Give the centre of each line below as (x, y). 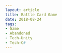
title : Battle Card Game (31, 15)
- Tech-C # (16, 43)
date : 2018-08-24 (23, 19)
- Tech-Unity (19, 38)
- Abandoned (18, 33)
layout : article (22, 10)
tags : (11, 24)
